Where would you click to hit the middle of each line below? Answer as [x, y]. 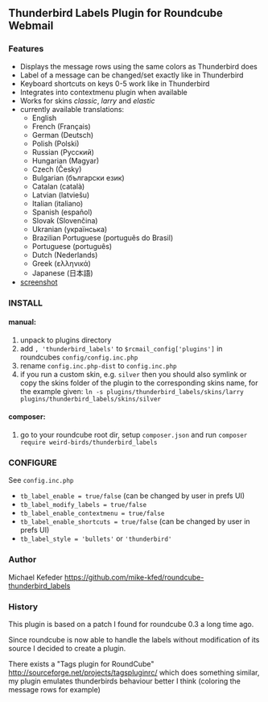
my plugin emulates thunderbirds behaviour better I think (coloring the [125, 681]
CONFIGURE [33, 463]
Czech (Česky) [57, 169]
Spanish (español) [62, 212]
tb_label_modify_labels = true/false [83, 505]
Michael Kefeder [35, 577]
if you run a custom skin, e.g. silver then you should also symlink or [133, 374]
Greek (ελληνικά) [61, 263]
